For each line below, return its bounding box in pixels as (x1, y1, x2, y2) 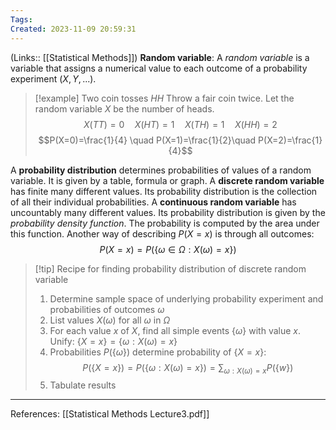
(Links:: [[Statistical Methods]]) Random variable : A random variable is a (10, 51, 310, 63)
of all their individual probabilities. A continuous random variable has (10, 196, 297, 208)
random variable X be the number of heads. (34, 102, 215, 115)
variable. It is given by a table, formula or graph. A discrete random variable (10, 174, 325, 186)
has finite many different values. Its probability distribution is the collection (10, 185, 318, 197)
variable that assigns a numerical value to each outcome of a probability (10, 62, 308, 74)
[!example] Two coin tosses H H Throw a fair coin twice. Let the (34, 92, 295, 104)
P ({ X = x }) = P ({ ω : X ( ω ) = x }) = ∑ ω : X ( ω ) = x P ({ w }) (82, 361, 294, 376)
